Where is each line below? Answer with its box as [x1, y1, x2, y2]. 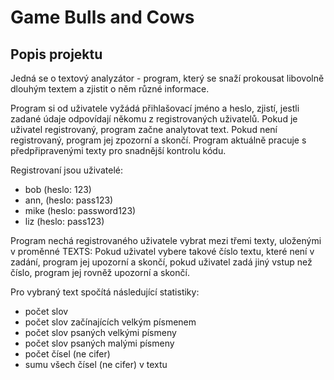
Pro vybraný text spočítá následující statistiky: [10, 286, 200, 298]
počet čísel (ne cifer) [24, 348, 111, 360]
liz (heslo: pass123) [24, 216, 105, 227]
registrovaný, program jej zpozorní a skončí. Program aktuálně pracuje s [10, 134, 307, 146]
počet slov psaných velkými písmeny [24, 327, 177, 338]
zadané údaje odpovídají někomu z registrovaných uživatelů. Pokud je [10, 113, 298, 125]
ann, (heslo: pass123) [24, 194, 114, 206]
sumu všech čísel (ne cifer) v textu [24, 359, 168, 370]
